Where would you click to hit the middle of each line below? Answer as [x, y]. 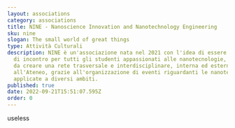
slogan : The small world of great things [69, 40]
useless [19, 118]
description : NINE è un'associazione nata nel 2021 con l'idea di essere [117, 53]
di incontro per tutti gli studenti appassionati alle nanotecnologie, [120, 59]
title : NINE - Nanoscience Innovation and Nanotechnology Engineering [112, 27]
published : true [31, 85]
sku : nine [22, 33]
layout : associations [39, 14]
